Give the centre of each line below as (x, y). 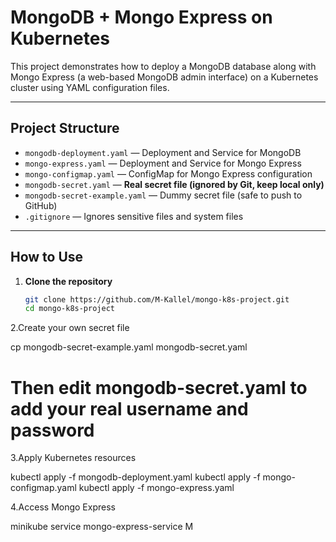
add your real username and (129, 408)
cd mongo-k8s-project (69, 309)
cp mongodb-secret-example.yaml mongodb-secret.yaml (129, 347)
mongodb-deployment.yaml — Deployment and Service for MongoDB (163, 152)
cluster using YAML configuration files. (90, 87)
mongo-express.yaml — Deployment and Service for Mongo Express (163, 163)
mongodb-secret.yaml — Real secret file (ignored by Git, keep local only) (174, 184)
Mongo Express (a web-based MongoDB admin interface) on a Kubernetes (164, 77)
